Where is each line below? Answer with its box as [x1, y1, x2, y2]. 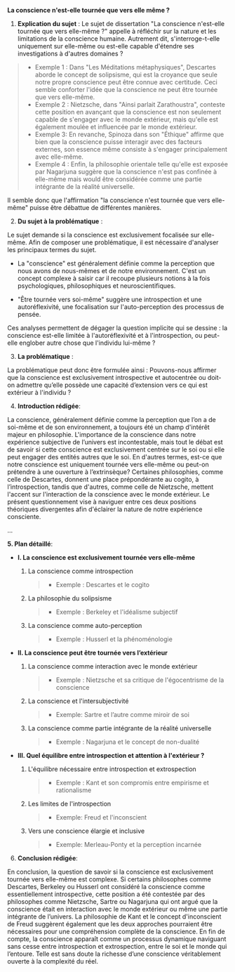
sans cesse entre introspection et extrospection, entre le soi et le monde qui [7, 943, 227, 950]
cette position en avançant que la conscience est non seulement [34, 108, 222, 116]
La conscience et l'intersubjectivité [27, 697, 129, 705]
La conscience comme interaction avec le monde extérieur [27, 662, 198, 670]
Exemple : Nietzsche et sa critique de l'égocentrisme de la [55, 676, 224, 684]
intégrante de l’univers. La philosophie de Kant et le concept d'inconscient [7, 912, 222, 921]
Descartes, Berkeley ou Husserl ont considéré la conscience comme [7, 883, 206, 891]
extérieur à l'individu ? [7, 388, 72, 396]
